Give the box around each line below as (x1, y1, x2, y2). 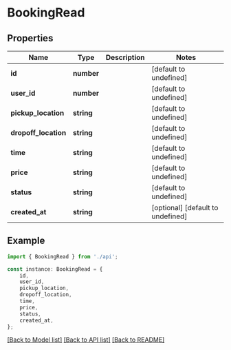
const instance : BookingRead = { (7, 265, 103, 273)
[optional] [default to (151, 203, 219, 212)
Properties (7, 32, 54, 44)
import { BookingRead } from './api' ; (7, 253, 118, 260)
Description (105, 53, 145, 62)
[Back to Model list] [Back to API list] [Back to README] (7, 336, 165, 344)
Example (7, 235, 45, 247)
